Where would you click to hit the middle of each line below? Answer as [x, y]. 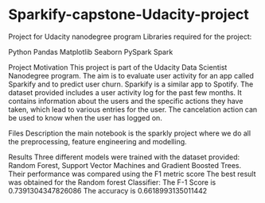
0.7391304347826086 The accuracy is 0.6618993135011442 [108, 190]
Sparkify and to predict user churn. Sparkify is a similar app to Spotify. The [131, 84]
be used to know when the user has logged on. [86, 117]
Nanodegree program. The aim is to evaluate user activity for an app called [131, 75]
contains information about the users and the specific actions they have [126, 101]
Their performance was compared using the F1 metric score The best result [132, 174]
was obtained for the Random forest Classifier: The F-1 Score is [112, 182]
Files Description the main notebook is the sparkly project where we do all [130, 133]
